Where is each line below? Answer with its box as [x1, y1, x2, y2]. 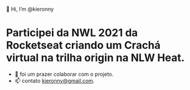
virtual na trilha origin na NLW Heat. [6, 51, 185, 65]
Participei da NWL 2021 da [6, 26, 138, 39]
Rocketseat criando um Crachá [6, 39, 161, 52]
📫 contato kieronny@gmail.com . [14, 77, 95, 84]
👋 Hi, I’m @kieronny [6, 6, 54, 12]
